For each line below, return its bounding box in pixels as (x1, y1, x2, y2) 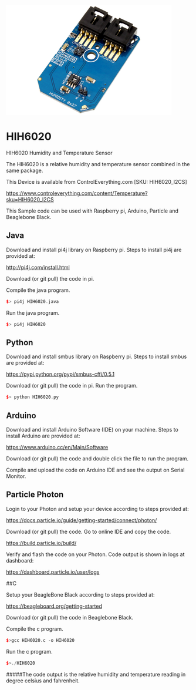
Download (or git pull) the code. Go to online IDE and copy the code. (6, 528, 171, 535)
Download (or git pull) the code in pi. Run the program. (6, 382, 138, 389)
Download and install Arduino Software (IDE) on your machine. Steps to (6, 426, 179, 433)
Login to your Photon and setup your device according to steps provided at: (6, 505, 189, 512)
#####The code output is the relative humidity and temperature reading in (6, 671, 186, 678)
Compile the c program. (6, 625, 63, 632)
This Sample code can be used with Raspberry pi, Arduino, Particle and (6, 207, 179, 214)
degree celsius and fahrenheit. (6, 677, 80, 684)
